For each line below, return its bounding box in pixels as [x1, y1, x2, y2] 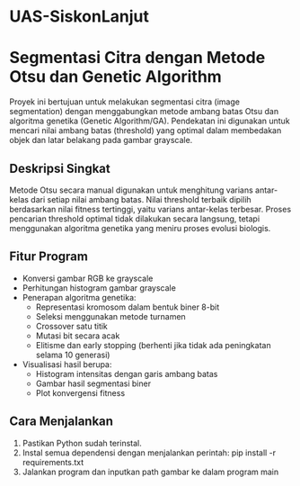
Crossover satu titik [35, 320, 108, 331]
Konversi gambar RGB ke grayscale [22, 273, 154, 283]
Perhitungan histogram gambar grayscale [22, 282, 177, 293]
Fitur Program [9, 249, 88, 265]
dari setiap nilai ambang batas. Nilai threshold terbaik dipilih [31, 193, 251, 204]
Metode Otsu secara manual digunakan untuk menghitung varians [9, 184, 253, 195]
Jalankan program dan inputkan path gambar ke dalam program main [22, 466, 279, 477]
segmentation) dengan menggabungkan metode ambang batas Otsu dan [9, 106, 279, 117]
